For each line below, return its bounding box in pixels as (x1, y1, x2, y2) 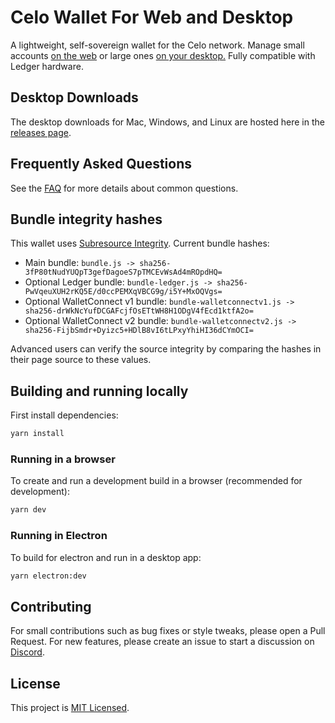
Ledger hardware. (10, 60, 84, 72)
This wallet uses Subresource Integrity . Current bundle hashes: (10, 237, 270, 250)
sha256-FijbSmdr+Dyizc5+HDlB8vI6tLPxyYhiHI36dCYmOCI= (24, 326, 254, 336)
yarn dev (10, 505, 47, 515)
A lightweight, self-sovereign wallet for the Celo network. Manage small (10, 39, 305, 51)
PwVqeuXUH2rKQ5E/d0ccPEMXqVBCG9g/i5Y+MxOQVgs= (24, 287, 223, 297)
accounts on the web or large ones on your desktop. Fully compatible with (10, 49, 316, 61)
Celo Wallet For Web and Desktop (10, 6, 294, 29)
